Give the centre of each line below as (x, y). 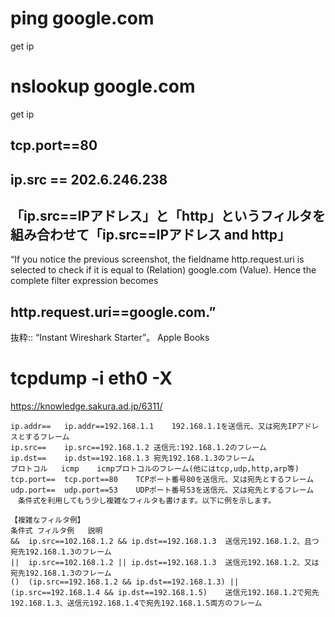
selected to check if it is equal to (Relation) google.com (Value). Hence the (163, 270)
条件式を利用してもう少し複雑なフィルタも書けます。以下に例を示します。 (147, 501)
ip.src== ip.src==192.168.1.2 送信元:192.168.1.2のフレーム (138, 448)
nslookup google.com (103, 86)
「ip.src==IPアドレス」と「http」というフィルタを (168, 216)
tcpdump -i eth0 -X (91, 378)
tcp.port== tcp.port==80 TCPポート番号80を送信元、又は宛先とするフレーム (162, 480)
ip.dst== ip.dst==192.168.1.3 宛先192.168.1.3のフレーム (132, 458)
